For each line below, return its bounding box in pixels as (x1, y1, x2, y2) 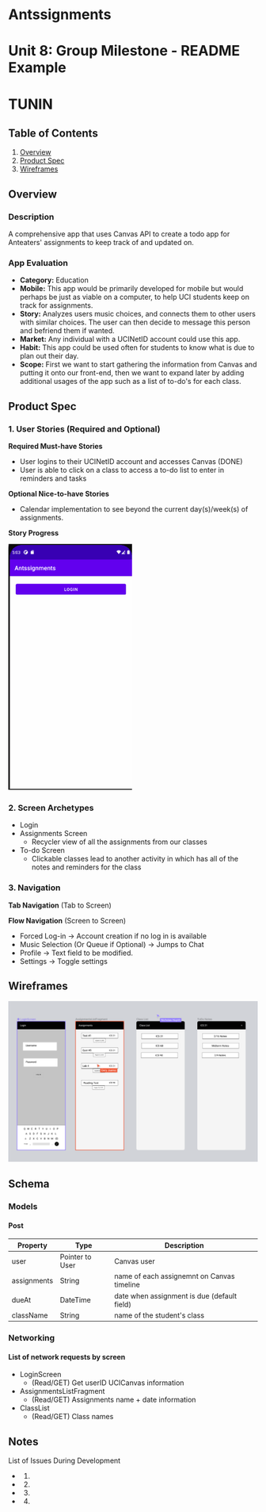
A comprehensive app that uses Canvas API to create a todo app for (8, 229, 230, 239)
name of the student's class (114, 1311, 204, 1320)
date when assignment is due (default (114, 1291, 237, 1300)
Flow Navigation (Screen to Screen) (8, 915, 127, 925)
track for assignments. (19, 301, 93, 310)
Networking (8, 1333, 55, 1344)
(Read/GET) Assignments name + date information (31, 1395, 196, 1405)
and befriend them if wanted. (19, 326, 115, 336)
